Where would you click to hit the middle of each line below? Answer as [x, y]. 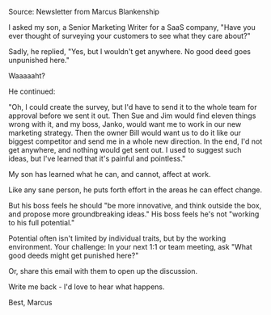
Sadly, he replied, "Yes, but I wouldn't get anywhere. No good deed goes [129, 51]
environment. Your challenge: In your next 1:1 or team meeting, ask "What [130, 247]
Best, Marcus [30, 302]
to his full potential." [42, 223]
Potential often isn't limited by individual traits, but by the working [117, 238]
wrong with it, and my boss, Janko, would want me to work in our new [125, 124]
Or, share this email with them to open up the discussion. [103, 271]
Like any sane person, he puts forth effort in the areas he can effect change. [135, 190]
